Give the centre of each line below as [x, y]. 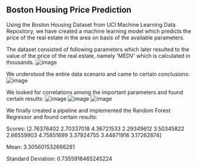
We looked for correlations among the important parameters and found [95, 92]
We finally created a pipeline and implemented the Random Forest [88, 110]
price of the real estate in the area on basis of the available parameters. [95, 37]
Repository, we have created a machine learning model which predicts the [99, 31]
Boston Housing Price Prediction [69, 10]
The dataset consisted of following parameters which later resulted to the [98, 49]
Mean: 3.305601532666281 [41, 147]
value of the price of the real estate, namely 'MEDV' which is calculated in [98, 56]
